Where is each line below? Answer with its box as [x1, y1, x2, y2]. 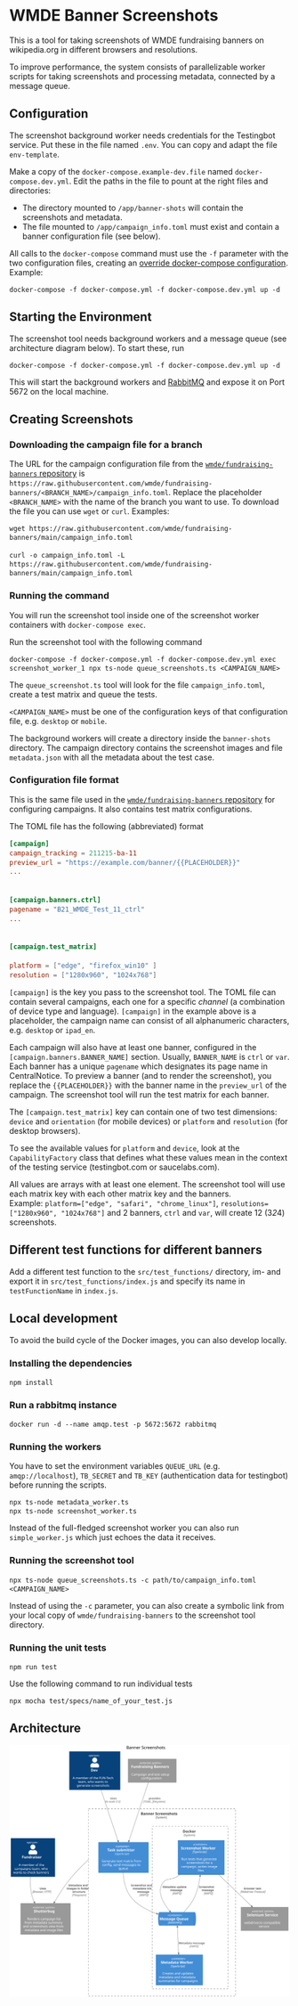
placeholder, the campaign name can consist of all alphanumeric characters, [9, 1015, 290, 1025]
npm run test [9, 1663, 58, 1672]
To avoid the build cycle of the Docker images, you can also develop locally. [9, 1334, 287, 1345]
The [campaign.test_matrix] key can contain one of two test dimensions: [9, 1106, 278, 1117]
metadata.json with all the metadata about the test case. [9, 752, 215, 762]
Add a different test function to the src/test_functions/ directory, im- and [9, 1266, 282, 1276]
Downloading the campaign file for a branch [9, 438, 203, 451]
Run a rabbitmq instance [9, 1398, 117, 1411]
